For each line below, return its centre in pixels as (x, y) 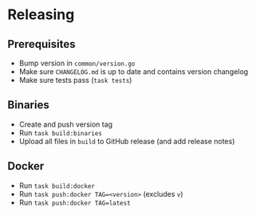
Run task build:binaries (61, 132)
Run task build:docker (57, 186)
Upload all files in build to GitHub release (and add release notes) (127, 141)
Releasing (41, 15)
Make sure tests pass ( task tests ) (75, 80)
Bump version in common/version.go (77, 63)
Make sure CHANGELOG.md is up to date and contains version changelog (134, 72)
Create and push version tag (66, 124)
